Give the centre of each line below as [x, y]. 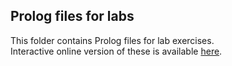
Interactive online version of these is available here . [116, 51]
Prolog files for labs [72, 16]
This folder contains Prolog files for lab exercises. [112, 40]
